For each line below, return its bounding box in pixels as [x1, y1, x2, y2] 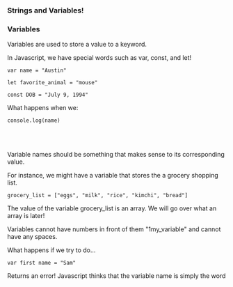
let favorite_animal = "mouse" [7, 79, 98, 86]
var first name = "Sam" [7, 260, 77, 267]
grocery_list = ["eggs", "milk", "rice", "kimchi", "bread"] [7, 192, 188, 199]
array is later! [7, 212, 45, 220]
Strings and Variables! [7, 6, 84, 15]
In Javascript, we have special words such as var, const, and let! [7, 54, 192, 62]
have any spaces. [7, 233, 58, 241]
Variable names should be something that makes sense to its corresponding [7, 150, 225, 159]
